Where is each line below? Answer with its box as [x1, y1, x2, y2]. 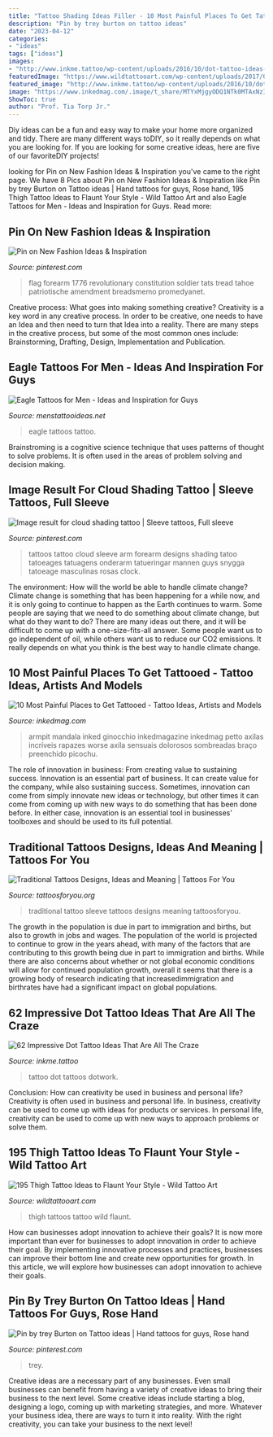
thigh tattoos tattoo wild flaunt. [28, 1212, 132, 1221]
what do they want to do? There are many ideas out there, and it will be [8, 616, 246, 627]
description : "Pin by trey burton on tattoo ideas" [8, 20, 187, 28]
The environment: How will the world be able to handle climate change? [8, 582, 248, 592]
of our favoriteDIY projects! [8, 151, 100, 161]
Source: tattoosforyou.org [8, 890, 96, 900]
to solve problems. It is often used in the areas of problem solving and [8, 451, 242, 461]
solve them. [8, 1122, 48, 1132]
